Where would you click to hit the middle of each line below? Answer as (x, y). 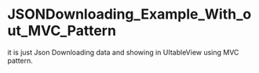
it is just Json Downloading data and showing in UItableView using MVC (123, 52)
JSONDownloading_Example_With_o (129, 14)
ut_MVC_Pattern (62, 31)
